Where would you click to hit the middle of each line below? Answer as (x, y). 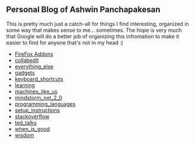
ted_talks (26, 122)
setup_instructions (37, 110)
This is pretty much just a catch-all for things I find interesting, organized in (97, 24)
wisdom (24, 135)
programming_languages (45, 104)
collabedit (27, 60)
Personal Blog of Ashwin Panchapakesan (83, 10)
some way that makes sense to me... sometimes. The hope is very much (94, 30)
